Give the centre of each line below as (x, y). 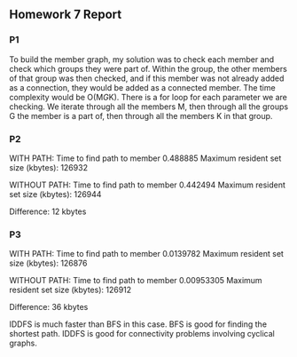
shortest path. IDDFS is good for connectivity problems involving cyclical (142, 334)
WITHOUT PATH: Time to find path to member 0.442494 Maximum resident (148, 185)
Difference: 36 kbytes (49, 307)
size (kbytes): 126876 (48, 263)
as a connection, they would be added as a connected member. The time (143, 87)
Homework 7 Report (66, 15)
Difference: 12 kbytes (48, 211)
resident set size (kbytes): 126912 (70, 290)
